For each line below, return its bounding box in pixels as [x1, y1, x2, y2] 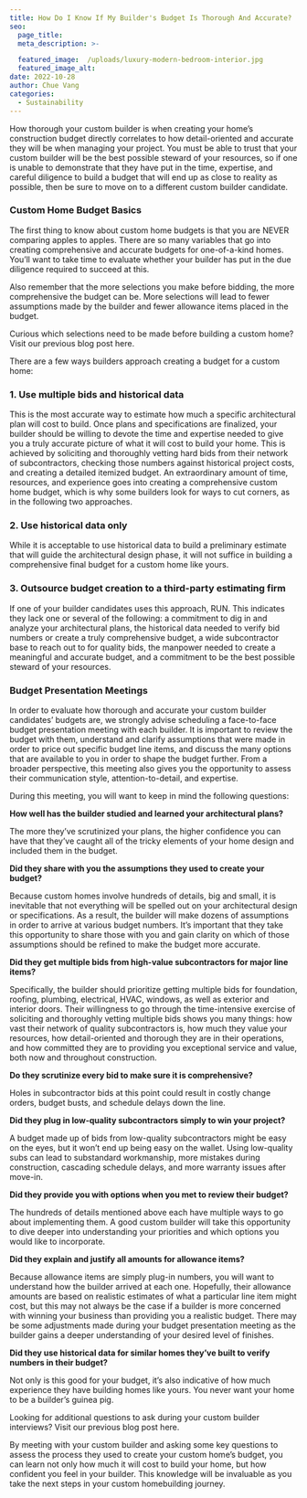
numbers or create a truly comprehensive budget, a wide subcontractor [9, 632, 280, 643]
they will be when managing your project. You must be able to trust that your [9, 143, 298, 154]
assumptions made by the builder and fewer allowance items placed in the [9, 301, 290, 312]
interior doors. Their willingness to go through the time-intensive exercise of [9, 1003, 296, 1015]
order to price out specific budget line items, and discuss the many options [9, 743, 292, 754]
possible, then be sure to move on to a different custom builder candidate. [9, 181, 289, 192]
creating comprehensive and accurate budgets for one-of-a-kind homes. [9, 244, 284, 255]
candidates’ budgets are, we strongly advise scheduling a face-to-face [9, 714, 277, 725]
